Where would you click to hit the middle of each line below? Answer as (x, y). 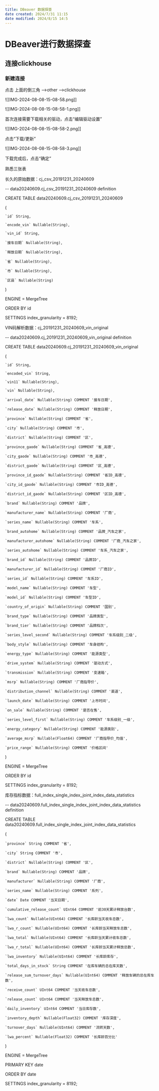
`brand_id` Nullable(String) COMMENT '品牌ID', (53, 560)
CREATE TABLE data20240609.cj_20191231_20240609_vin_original (72, 347)
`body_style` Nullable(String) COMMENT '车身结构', (57, 645)
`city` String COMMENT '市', (34, 853)
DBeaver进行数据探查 (48, 44)
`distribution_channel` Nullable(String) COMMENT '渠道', (64, 692)
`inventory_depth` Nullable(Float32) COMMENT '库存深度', (63, 1018)
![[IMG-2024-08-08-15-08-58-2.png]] (43, 129)
